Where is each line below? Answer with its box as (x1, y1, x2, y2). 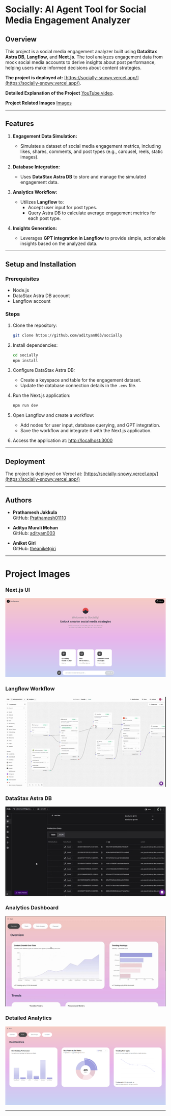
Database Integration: (12, 164, 60, 170)
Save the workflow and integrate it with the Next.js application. (20, 428, 152, 434)
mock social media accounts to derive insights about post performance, (5, 59, 156, 65)
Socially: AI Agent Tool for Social (5, 4, 147, 15)
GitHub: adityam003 (12, 530, 55, 536)
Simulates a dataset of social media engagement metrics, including (20, 143, 161, 149)
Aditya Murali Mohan (12, 524, 59, 530)
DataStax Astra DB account (12, 293, 70, 299)
